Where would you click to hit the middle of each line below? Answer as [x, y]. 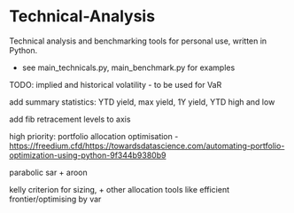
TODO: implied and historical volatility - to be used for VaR [116, 84]
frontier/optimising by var [55, 199]
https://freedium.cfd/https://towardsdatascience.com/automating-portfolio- [147, 146]
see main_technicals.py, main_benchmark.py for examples [128, 67]
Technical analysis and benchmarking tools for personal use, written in [138, 41]
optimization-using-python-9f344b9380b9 [88, 155]
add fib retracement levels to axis [70, 119]
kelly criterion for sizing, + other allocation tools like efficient [120, 189]
